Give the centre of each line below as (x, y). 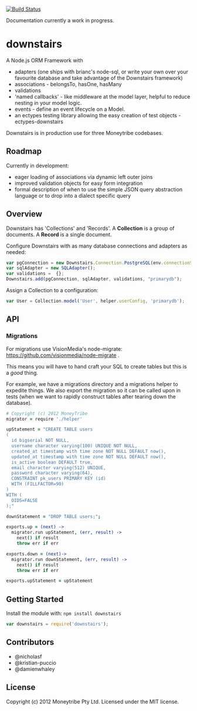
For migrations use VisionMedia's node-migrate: (64, 348)
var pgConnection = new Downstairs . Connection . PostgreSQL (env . (85, 263)
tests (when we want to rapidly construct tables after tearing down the (91, 397)
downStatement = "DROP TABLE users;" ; (53, 516)
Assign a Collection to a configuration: (52, 290)
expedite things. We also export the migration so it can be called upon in (93, 390)
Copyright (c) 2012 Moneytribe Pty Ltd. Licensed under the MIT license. (93, 702)
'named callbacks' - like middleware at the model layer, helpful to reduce (102, 96)
